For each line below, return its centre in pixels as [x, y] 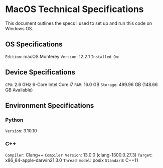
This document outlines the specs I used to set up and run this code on [79, 23]
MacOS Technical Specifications [74, 9]
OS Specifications [34, 45]
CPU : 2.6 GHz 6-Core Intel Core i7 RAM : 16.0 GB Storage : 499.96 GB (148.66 [81, 85]
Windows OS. [19, 28]
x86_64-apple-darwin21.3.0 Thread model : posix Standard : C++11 [72, 160]
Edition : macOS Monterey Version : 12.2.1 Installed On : [62, 56]
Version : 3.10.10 [21, 131]
